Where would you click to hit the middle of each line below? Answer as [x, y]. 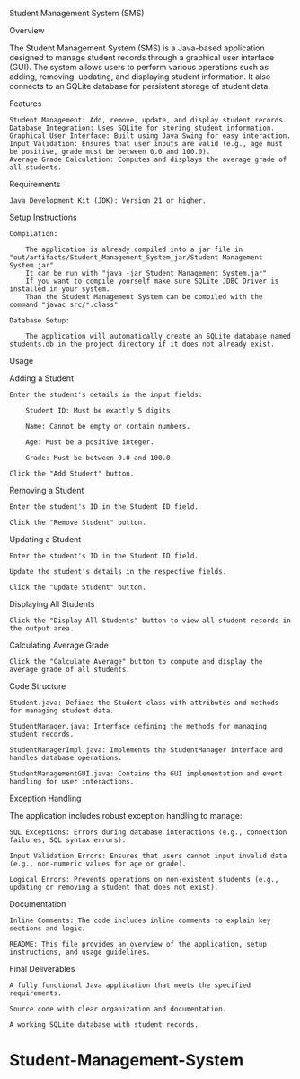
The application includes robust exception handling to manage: [126, 816]
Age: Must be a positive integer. [90, 442]
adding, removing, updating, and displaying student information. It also [140, 77]
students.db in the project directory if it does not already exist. [142, 344]
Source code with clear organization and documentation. [118, 1009]
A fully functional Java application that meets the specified [130, 985]
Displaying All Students [52, 604]
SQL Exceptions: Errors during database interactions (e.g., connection [148, 832]
